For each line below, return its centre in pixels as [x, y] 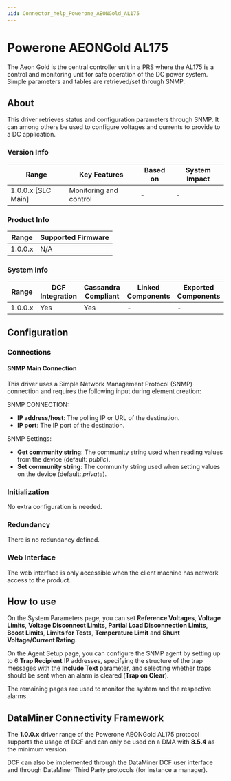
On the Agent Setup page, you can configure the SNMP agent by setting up [114, 653]
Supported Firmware [75, 237]
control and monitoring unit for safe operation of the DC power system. [108, 74]
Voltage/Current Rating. [42, 640]
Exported [199, 288]
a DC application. [32, 135]
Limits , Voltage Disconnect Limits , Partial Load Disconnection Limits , [108, 626]
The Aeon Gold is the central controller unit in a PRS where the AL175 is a [111, 67]
